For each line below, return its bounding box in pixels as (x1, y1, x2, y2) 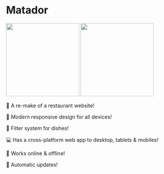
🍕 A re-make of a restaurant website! (6, 102, 95, 109)
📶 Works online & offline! (6, 149, 65, 156)
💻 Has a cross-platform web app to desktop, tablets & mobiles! (6, 136, 159, 143)
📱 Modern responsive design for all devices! (6, 113, 112, 120)
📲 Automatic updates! (6, 161, 58, 168)
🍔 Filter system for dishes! (6, 124, 69, 131)
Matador (6, 4, 48, 17)
